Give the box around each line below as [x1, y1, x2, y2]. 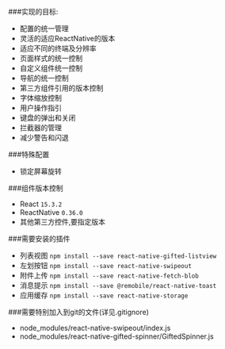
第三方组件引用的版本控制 [19, 83, 104, 93]
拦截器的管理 [19, 123, 62, 132]
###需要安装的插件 [8, 234, 71, 244]
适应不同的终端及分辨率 [19, 44, 97, 53]
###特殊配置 [8, 150, 50, 159]
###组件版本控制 [8, 183, 63, 193]
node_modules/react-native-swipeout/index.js [19, 324, 171, 332]
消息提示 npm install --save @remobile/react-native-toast [19, 281, 217, 290]
